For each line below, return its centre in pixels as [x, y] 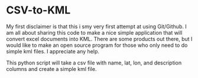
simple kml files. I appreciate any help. [53, 51]
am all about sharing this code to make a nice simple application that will [94, 32]
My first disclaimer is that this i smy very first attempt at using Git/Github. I [97, 26]
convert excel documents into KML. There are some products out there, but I [99, 39]
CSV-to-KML [38, 10]
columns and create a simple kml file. [51, 69]
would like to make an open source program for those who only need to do [97, 45]
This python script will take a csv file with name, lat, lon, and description [94, 63]
